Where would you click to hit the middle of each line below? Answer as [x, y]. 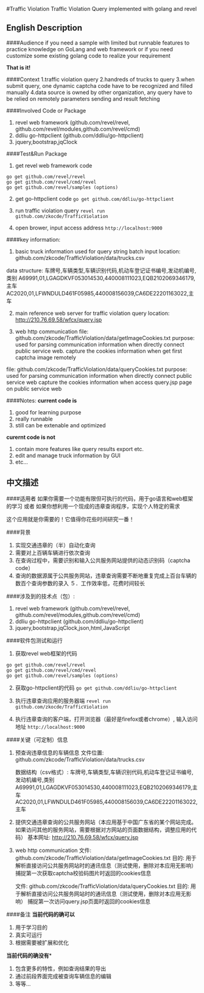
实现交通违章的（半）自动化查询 [55, 545]
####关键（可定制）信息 [37, 739]
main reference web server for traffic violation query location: [92, 313]
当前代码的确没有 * [29, 955]
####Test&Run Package [37, 153]
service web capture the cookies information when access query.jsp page [99, 382]
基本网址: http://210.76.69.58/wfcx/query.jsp [83, 837]
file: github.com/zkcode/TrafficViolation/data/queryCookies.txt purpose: [97, 369]
